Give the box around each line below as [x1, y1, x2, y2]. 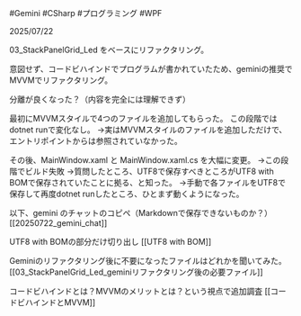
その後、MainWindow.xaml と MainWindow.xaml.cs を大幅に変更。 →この [9, 155, 281, 165]
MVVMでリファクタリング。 [9, 75, 113, 86]
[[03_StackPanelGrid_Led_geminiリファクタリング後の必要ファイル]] [9, 266, 263, 277]
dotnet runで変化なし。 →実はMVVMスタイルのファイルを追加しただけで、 [9, 124, 288, 135]
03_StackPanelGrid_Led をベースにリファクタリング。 [9, 44, 209, 55]
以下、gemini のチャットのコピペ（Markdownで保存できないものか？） [9, 208, 272, 218]
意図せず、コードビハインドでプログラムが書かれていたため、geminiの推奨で [9, 64, 293, 74]
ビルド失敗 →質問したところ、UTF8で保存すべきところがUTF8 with [24, 166, 274, 176]
